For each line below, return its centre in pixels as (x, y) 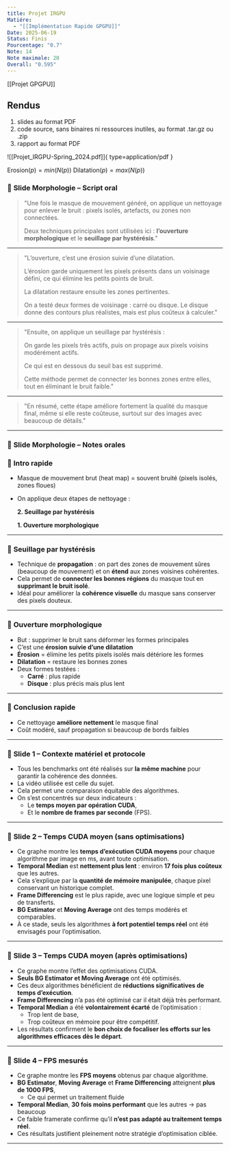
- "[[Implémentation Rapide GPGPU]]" (67, 26)
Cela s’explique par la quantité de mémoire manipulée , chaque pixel (114, 880)
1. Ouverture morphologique (58, 525)
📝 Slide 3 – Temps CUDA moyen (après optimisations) (98, 956)
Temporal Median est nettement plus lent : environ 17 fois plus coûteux (119, 866)
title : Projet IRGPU (37, 13)
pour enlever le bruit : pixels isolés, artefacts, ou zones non (107, 210)
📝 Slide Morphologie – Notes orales (66, 445)
